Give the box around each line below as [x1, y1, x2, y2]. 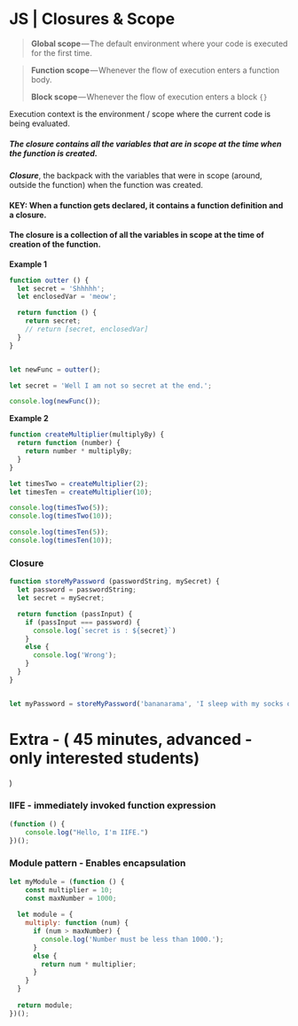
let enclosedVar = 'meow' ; [17, 293, 117, 302]
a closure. [9, 209, 47, 220]
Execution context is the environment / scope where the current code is [9, 108, 271, 119]
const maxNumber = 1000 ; [25, 894, 117, 903]
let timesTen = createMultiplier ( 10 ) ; [9, 488, 153, 497]
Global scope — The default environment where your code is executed [30, 38, 288, 49]
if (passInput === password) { [25, 617, 141, 627]
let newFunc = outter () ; [9, 364, 101, 374]
